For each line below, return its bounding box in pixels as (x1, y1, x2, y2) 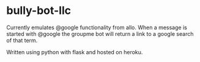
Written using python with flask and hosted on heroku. (6, 48, 143, 55)
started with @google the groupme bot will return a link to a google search (6, 30, 194, 37)
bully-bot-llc (6, 4, 72, 18)
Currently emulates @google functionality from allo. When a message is (6, 24, 188, 31)
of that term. (6, 36, 38, 44)
